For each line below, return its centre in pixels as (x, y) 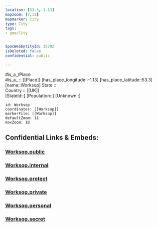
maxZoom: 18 (17, 122)
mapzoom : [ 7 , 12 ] (22, 14)
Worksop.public (25, 151)
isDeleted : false (23, 51)
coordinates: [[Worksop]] (32, 109)
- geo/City (16, 33)
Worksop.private (26, 192)
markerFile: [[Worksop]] (31, 113)
